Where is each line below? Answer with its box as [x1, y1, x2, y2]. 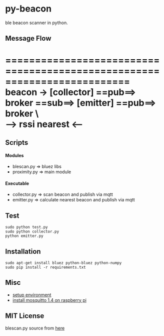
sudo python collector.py [5, 229, 59, 234]
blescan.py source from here [5, 325, 65, 331]
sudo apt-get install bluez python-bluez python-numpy [5, 260, 122, 265]
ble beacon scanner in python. [5, 20, 68, 26]
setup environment [12, 292, 51, 298]
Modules [5, 152, 24, 158]
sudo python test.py [5, 225, 48, 230]
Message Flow [5, 34, 51, 43]
